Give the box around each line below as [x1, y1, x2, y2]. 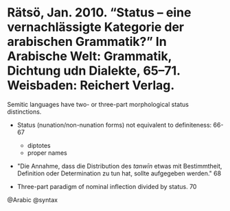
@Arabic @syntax [7, 195, 58, 203]
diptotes [27, 141, 51, 149]
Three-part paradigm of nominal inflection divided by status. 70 [16, 182, 197, 190]
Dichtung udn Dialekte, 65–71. [7, 63, 181, 79]
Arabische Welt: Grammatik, [7, 49, 172, 64]
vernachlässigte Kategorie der [7, 19, 185, 35]
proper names [27, 149, 67, 157]
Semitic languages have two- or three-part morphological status [7, 100, 189, 108]
